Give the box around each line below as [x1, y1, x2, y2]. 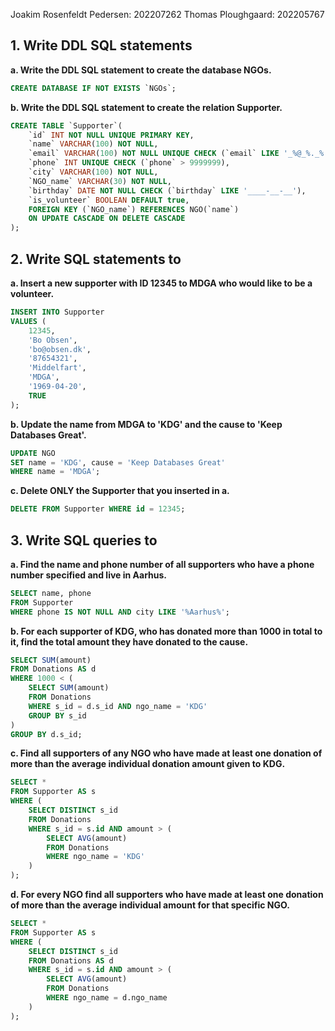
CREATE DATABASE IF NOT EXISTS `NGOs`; [10, 83, 177, 93]
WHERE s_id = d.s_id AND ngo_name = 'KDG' [28, 701, 208, 711]
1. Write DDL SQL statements [10, 37, 193, 54]
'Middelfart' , [28, 363, 87, 373]
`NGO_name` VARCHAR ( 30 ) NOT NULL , [28, 176, 172, 186]
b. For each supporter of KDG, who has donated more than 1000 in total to [10, 625, 323, 637]
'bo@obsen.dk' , [28, 344, 92, 354]
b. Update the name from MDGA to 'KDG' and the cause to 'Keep [10, 418, 283, 430]
